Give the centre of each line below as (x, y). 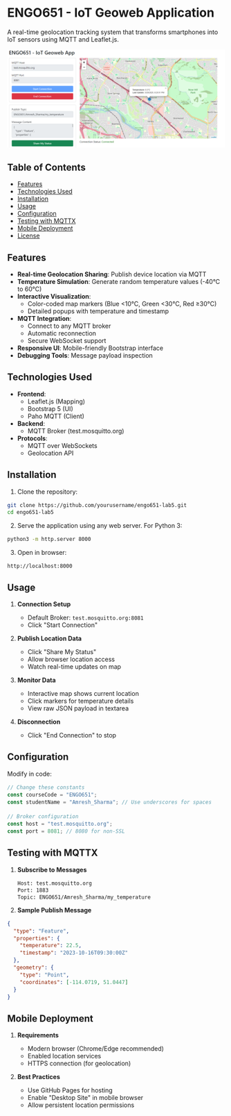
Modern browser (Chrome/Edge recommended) (96, 1049)
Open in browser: (42, 553)
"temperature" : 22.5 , (50, 946)
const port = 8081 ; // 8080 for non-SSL (66, 831)
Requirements (38, 1035)
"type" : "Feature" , (41, 931)
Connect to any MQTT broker (69, 326)
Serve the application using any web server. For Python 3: (100, 526)
